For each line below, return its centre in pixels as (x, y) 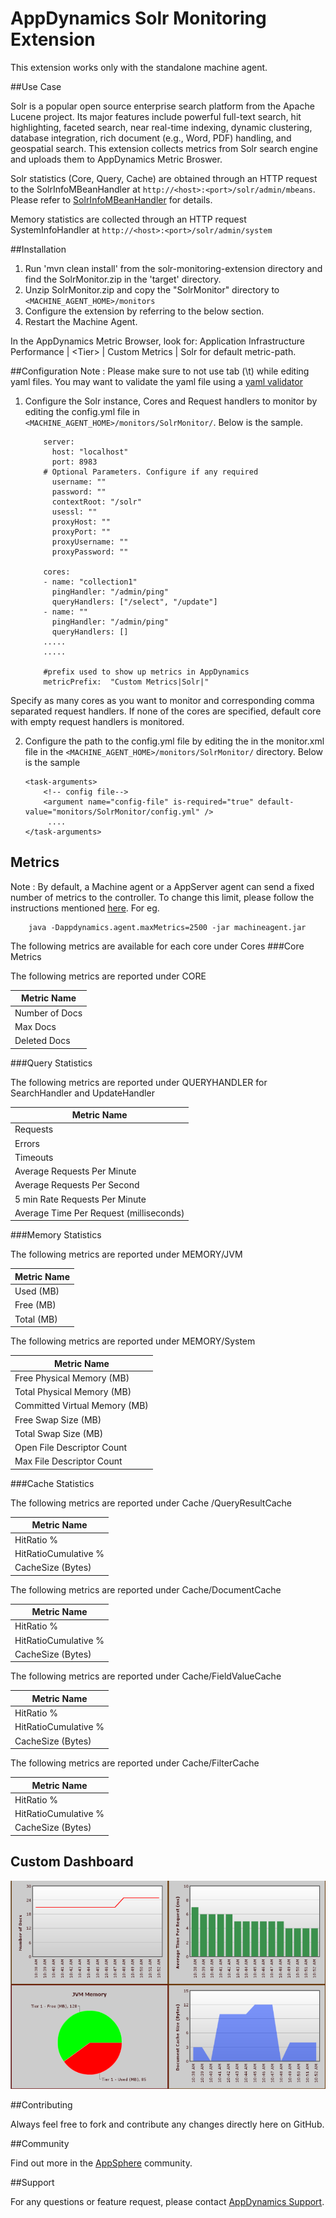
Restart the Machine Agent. (81, 321)
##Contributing (41, 2105)
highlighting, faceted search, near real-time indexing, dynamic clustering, (161, 127)
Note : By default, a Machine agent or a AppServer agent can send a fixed (162, 886)
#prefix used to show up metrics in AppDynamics (146, 672)
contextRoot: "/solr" (96, 502)
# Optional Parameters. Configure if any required (151, 472)
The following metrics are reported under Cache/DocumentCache (146, 1589)
